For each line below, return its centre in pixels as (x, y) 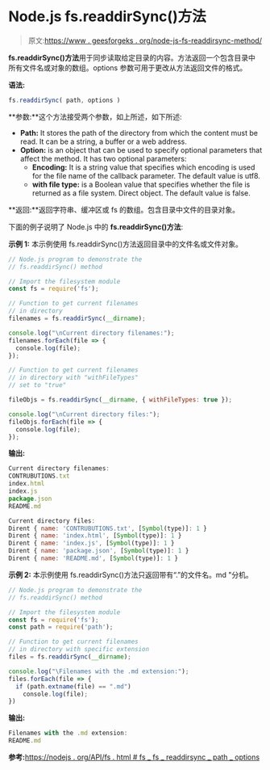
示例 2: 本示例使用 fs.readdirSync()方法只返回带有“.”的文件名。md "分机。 (131, 574)
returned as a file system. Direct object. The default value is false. (141, 193)
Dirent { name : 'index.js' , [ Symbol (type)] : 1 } (91, 543)
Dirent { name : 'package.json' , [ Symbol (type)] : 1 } (99, 551)
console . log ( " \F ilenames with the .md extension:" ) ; (99, 671)
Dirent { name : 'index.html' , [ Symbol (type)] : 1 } (95, 536)
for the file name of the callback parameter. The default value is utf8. (146, 175)
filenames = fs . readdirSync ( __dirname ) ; (77, 319)
